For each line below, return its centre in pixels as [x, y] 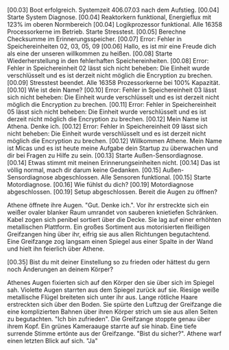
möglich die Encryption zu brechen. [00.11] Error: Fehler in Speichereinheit [112, 104]
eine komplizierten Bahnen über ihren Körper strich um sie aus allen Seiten [112, 312]
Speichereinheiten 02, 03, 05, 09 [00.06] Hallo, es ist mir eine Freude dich [112, 46]
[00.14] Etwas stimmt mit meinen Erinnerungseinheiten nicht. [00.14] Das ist [114, 163]
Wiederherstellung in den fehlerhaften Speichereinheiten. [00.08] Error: [108, 61]
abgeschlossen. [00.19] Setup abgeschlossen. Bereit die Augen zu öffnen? [112, 192]
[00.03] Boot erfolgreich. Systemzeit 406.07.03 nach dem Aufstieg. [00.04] [113, 10]
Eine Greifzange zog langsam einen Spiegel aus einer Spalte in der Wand [110, 241]
